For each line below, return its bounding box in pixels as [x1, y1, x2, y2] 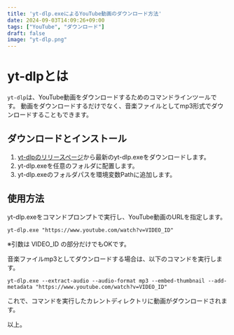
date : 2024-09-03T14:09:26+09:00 [7, 17, 105, 24]
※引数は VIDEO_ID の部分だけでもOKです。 [7, 239, 131, 248]
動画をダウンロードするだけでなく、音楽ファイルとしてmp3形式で [20, 102, 212, 111]
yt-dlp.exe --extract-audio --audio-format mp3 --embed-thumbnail [7, 277, 205, 284]
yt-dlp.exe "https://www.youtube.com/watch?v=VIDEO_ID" [7, 227, 174, 234]
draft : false [7, 29, 46, 37]
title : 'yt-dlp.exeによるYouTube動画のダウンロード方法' [7, 10, 163, 17]
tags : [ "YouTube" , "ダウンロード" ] [7, 23, 105, 30]
